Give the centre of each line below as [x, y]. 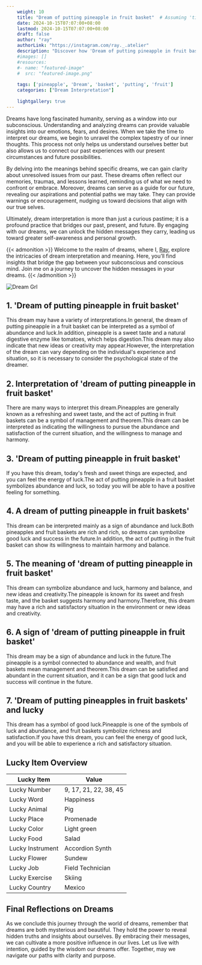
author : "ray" [35, 40]
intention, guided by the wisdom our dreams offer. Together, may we [91, 949]
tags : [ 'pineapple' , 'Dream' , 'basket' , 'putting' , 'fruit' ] [95, 85]
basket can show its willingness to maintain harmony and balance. [88, 545]
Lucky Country [30, 887]
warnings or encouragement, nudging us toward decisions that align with [97, 200]
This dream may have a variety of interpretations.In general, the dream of [97, 320]
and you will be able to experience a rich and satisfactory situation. [89, 743]
